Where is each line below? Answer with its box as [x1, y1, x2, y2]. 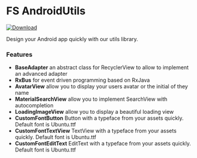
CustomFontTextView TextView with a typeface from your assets [14, 127, 177, 135]
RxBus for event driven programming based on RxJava [14, 76, 150, 84]
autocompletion [14, 102, 54, 109]
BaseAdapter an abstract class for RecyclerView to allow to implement [14, 64, 189, 71]
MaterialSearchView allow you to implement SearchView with [14, 95, 168, 103]
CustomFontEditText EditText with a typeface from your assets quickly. [14, 140, 191, 147]
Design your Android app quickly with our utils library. [6, 35, 138, 42]
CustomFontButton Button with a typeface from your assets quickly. [14, 114, 184, 122]
